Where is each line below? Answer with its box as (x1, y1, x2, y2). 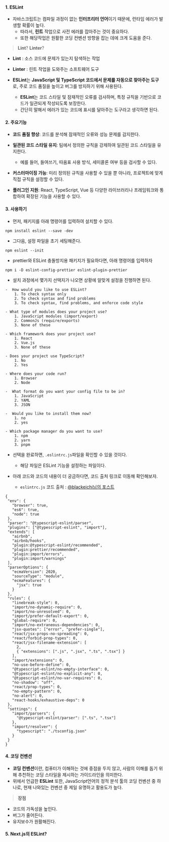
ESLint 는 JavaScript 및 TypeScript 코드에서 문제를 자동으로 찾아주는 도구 (12, 77, 159, 83)
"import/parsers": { (12, 711, 55, 716)
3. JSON (14, 402, 30, 407)
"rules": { (7, 596, 30, 601)
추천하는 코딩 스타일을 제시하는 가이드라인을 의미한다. (18, 772, 124, 778)
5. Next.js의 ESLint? (5, 831, 47, 837)
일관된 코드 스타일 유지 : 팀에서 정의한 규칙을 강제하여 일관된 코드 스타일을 (12, 142, 156, 148)
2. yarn (14, 438, 30, 443)
